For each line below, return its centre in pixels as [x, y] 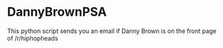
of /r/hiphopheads [33, 38]
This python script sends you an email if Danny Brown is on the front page [112, 31]
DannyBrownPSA [57, 12]
